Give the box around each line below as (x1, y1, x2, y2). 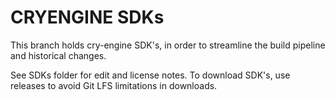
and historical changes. (10, 49, 107, 61)
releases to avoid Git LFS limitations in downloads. (10, 79, 218, 91)
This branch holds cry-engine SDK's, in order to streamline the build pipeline (10, 39, 326, 51)
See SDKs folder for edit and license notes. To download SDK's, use (10, 69, 291, 81)
